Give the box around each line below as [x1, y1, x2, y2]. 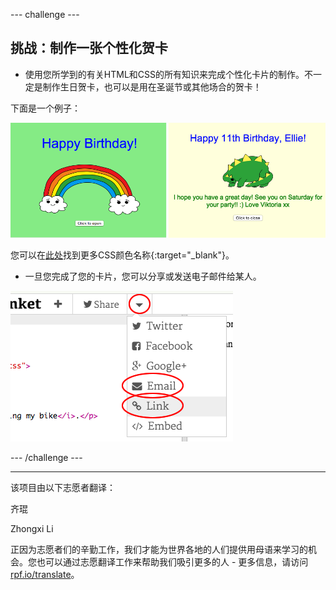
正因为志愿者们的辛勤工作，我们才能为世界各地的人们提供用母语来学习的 [10, 543, 308, 555]
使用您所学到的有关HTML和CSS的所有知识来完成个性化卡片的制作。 [24, 68, 305, 80]
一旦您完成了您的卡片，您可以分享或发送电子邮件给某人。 [24, 270, 262, 282]
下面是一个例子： [10, 102, 81, 114]
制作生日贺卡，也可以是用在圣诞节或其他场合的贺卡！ [42, 80, 262, 93]
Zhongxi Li [10, 522, 54, 534]
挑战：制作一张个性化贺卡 [10, 40, 168, 57]
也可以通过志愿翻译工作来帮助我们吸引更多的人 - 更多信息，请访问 [36, 555, 309, 568]
